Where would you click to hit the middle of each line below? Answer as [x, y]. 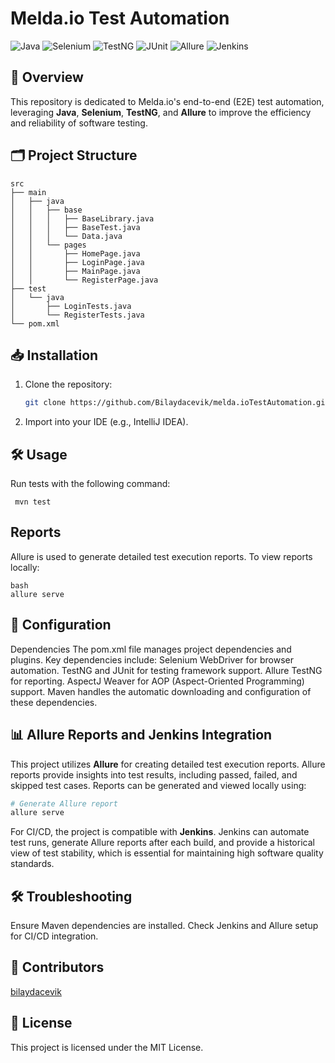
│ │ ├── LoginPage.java [77, 262]
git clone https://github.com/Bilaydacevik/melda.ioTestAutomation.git [177, 403]
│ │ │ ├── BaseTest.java [75, 227]
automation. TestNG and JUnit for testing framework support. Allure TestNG [166, 670]
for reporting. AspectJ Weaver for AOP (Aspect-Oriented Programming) [157, 681]
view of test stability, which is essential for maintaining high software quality [167, 853]
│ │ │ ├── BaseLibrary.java [82, 218]
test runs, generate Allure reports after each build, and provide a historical [162, 843]
